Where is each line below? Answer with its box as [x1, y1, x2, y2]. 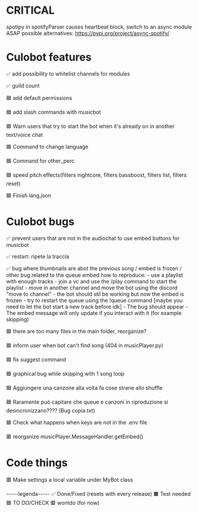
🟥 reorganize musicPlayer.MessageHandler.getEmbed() [6, 433, 144, 440]
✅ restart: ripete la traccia [6, 252, 70, 260]
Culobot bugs [6, 215, 75, 229]
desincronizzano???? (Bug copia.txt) [6, 407, 95, 414]
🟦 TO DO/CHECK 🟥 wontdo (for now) [6, 499, 100, 506]
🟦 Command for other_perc [6, 157, 75, 164]
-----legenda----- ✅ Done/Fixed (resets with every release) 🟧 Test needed [6, 490, 191, 497]
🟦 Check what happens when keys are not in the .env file [6, 419, 147, 426]
